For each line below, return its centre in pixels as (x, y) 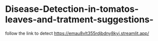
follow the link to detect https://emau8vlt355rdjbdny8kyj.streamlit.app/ (77, 33)
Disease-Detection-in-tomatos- (72, 9)
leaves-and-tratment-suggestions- (79, 20)
